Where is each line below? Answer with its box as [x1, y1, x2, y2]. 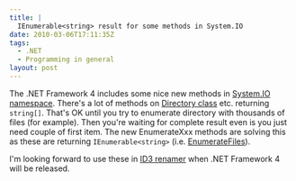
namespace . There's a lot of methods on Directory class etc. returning [9, 97, 270, 108]
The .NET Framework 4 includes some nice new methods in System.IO [9, 87, 271, 99]
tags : [9, 38, 30, 48]
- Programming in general [17, 55, 115, 64]
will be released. [9, 163, 70, 174]
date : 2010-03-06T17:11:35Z [9, 30, 115, 39]
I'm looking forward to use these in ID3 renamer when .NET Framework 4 [9, 153, 281, 164]
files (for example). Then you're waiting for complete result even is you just [9, 116, 288, 127]
